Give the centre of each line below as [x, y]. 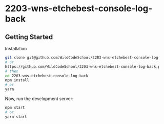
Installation [16, 49]
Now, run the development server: [39, 99]
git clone [15, 58]
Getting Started [29, 37]
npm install [17, 80]
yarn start [16, 117]
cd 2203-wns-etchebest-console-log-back [47, 76]
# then [12, 71]
